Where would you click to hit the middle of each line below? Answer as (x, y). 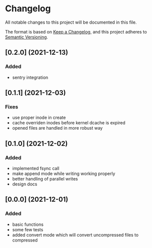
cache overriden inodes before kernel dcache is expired (69, 123)
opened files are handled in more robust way (57, 128)
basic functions (28, 224)
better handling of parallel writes (45, 179)
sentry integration (30, 77)
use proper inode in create (39, 118)
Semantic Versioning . (26, 37)
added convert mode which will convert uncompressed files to (75, 235)
